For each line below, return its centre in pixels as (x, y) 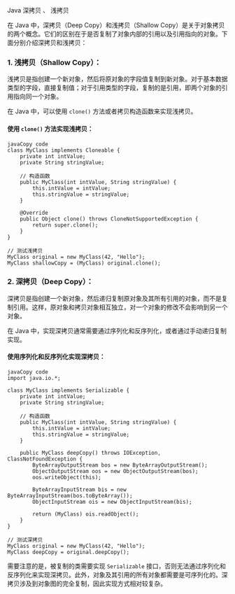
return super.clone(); (65, 225)
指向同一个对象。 (38, 97)
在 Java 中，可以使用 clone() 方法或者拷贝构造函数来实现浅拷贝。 (102, 111)
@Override (34, 213)
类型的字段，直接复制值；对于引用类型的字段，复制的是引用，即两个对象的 (114, 88)
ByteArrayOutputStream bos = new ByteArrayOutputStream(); (120, 465)
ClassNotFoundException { (45, 459)
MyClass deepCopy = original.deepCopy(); (69, 552)
